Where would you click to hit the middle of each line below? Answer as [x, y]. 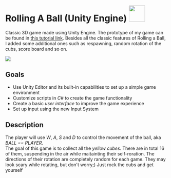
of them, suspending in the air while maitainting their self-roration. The [80, 153]
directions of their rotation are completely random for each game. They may [85, 159]
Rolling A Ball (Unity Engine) [66, 18]
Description [24, 125]
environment [26, 92]
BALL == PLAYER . [24, 143]
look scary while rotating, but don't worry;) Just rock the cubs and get [80, 165]
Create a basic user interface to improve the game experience [79, 103]
